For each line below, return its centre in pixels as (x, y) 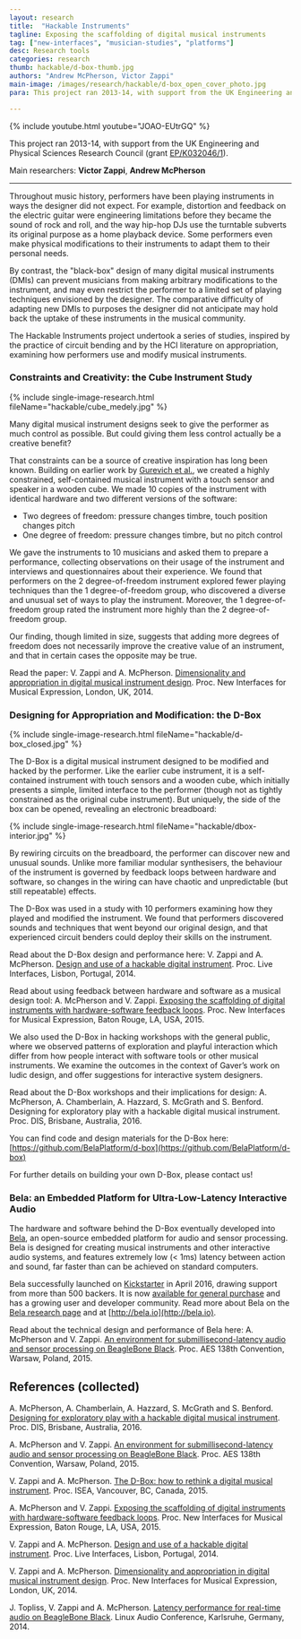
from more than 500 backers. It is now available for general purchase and (145, 1294)
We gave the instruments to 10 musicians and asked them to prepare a (139, 552)
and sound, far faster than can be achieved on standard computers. (134, 1267)
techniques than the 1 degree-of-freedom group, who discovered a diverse (148, 590)
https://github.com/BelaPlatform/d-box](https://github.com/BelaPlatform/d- (151, 1148)
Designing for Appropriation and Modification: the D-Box (135, 715)
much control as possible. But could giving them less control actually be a (146, 433)
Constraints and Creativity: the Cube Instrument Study (131, 377)
